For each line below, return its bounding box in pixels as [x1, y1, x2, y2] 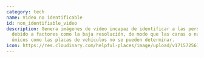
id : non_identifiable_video [6, 20, 78, 26]
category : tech [6, 8, 45, 15]
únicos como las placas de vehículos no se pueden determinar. [12, 37, 175, 43]
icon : [6, 43, 20, 49]
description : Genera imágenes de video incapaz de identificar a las [6, 25, 186, 32]
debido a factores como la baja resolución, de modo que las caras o [12, 31, 191, 37]
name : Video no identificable [6, 14, 83, 21]
